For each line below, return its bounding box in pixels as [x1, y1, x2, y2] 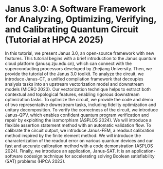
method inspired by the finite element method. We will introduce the [5, 132, 141, 138]
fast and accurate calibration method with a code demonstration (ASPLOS [5, 143, 153, 149]
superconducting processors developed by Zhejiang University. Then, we [5, 65, 152, 71]
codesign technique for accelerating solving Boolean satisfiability [23, 153, 155, 159]
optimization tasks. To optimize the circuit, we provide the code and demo [5, 96, 153, 102]
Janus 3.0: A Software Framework [5, 3, 146, 15]
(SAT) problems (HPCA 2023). [5, 158, 66, 164]
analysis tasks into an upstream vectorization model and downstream [5, 81, 144, 87]
